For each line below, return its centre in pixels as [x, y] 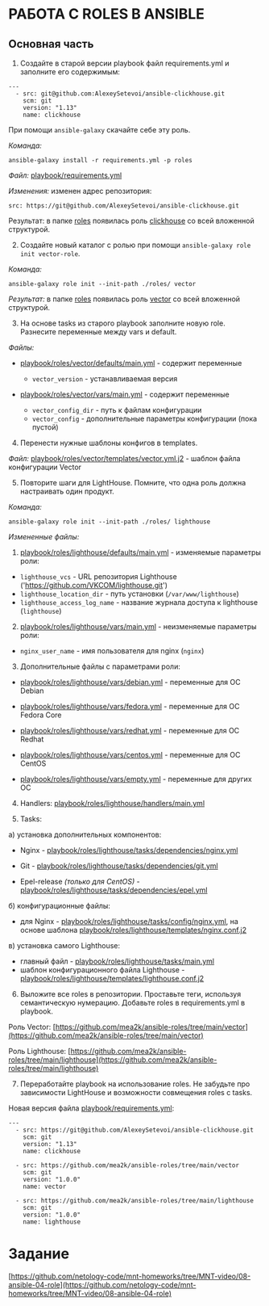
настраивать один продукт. [67, 491]
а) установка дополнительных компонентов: [85, 834]
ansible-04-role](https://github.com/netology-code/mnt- [102, 1284]
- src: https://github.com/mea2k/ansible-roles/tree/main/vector [128, 1165]
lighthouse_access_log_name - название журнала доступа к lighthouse [139, 602]
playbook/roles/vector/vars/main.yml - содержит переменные [124, 394]
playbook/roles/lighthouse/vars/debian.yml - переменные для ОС [130, 682]
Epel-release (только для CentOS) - [80, 882]
